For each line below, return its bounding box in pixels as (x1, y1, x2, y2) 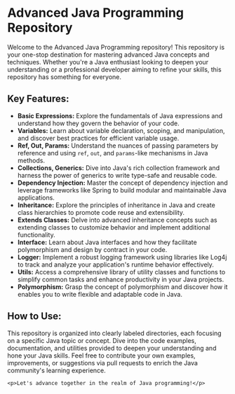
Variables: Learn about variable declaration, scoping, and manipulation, (17, 126, 225, 134)
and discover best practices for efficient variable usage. (17, 134, 180, 142)
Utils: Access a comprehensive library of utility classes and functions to (17, 267, 226, 276)
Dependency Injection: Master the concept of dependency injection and (17, 178, 228, 187)
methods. (17, 156, 46, 164)
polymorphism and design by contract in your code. (17, 245, 168, 253)
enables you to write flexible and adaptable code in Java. (17, 290, 182, 298)
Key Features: (7, 93, 69, 105)
